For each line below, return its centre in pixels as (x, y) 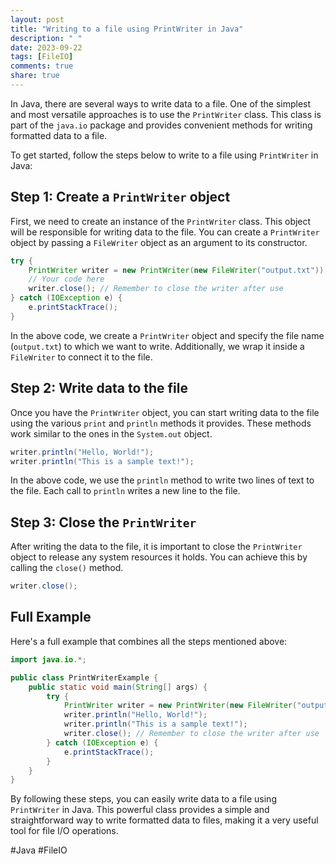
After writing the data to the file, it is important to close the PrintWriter (156, 547)
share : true (35, 76)
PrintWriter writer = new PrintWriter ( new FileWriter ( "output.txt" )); (178, 270)
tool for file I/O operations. (64, 831)
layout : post (37, 19)
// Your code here (66, 279)
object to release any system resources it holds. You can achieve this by (159, 557)
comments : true (42, 66)
